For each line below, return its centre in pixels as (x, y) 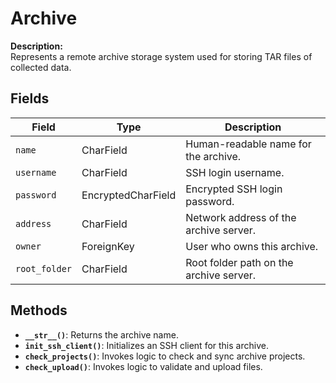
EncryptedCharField (129, 195)
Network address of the (241, 217)
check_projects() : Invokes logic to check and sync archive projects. (165, 356)
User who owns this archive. (252, 246)
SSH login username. (235, 172)
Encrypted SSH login (234, 189)
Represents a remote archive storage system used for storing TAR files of (161, 56)
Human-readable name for (248, 144)
